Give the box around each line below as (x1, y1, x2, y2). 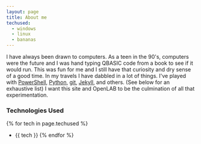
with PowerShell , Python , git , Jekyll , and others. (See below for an (6, 79, 170, 86)
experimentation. (6, 91, 48, 98)
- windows (11, 25, 36, 32)
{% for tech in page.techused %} (6, 120, 88, 127)
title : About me (6, 14, 47, 20)
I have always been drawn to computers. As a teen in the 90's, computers (6, 53, 190, 60)
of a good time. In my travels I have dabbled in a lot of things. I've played (6, 73, 187, 79)
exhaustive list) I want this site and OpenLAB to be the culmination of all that (6, 85, 195, 92)
